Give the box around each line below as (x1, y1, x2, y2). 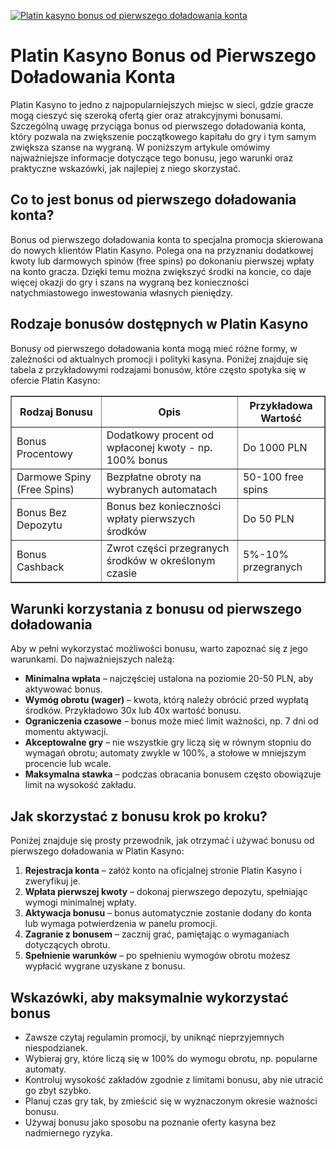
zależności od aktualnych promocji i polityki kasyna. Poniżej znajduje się (10, 353, 309, 365)
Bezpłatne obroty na (106, 470, 202, 484)
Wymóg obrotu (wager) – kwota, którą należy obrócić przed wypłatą (24, 694, 309, 706)
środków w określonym (106, 553, 216, 567)
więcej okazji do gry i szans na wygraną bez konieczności (10, 276, 250, 288)
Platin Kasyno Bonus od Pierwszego (10, 45, 317, 67)
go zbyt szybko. (24, 1085, 92, 1096)
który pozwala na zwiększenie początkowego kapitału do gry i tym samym (10, 130, 317, 142)
